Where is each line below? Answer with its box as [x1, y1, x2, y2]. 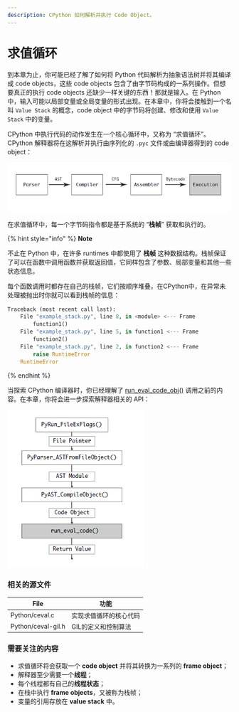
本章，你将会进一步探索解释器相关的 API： [26, 395, 151, 403]
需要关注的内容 [7, 644, 59, 654]
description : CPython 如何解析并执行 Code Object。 [7, 11, 155, 18]
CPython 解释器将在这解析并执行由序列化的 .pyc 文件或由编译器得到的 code [7, 139, 230, 147]
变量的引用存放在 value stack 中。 [17, 697, 119, 706]
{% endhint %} [7, 371, 51, 380]
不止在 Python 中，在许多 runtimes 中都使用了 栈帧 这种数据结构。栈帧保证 [7, 249, 226, 257]
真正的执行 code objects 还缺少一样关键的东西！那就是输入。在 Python [13, 87, 221, 96]
